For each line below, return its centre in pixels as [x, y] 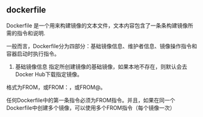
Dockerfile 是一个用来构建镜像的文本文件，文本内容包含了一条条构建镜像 [97, 25]
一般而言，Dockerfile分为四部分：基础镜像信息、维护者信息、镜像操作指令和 [102, 46]
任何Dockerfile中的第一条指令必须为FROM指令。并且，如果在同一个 [91, 100]
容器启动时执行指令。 [33, 54]
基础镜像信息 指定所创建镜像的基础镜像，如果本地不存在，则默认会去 [101, 66]
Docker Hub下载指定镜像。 [49, 74]
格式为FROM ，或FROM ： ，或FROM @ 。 [56, 87]
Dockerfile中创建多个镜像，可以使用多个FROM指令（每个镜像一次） [91, 108]
